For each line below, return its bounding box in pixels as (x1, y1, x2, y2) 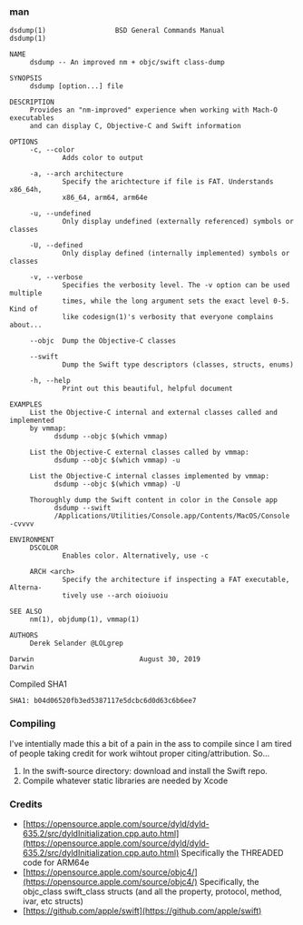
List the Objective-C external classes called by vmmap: (29, 447, 249, 457)
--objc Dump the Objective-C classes (29, 337, 177, 346)
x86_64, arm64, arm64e (62, 193, 148, 203)
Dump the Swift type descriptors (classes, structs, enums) (62, 360, 295, 369)
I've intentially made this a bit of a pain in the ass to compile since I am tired (9, 738, 292, 749)
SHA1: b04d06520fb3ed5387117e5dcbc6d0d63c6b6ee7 (9, 697, 197, 706)
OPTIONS (9, 137, 39, 146)
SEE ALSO (9, 607, 43, 617)
